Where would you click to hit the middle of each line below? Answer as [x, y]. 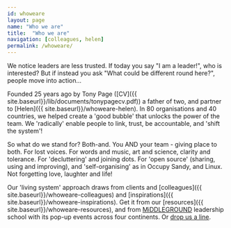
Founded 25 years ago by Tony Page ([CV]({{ [72, 94]
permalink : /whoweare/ [40, 46]
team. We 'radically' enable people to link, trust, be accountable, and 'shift [114, 123]
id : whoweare [26, 14]
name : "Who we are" [35, 26]
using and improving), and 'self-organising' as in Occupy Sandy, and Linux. [115, 166]
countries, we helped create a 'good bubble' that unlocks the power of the [114, 116]
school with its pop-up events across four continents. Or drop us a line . [109, 217]
